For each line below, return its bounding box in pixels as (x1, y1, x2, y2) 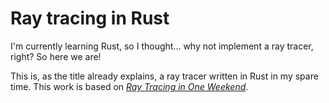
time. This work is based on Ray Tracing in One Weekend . (10, 80, 249, 92)
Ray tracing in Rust (10, 7, 170, 30)
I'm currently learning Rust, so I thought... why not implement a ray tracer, (10, 40, 314, 52)
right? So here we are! (10, 50, 102, 62)
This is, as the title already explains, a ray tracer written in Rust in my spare (10, 70, 319, 82)
